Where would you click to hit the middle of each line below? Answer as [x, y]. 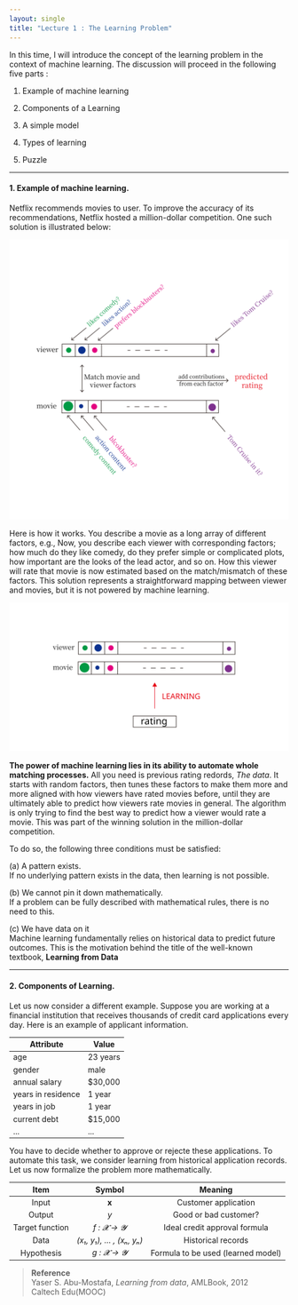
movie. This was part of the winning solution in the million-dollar [126, 823]
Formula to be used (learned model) [216, 1253]
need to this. [32, 911]
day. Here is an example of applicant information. [99, 1024]
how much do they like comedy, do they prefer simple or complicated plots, [147, 552]
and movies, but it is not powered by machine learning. [110, 590]
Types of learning [54, 142]
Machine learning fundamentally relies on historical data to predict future [142, 938]
